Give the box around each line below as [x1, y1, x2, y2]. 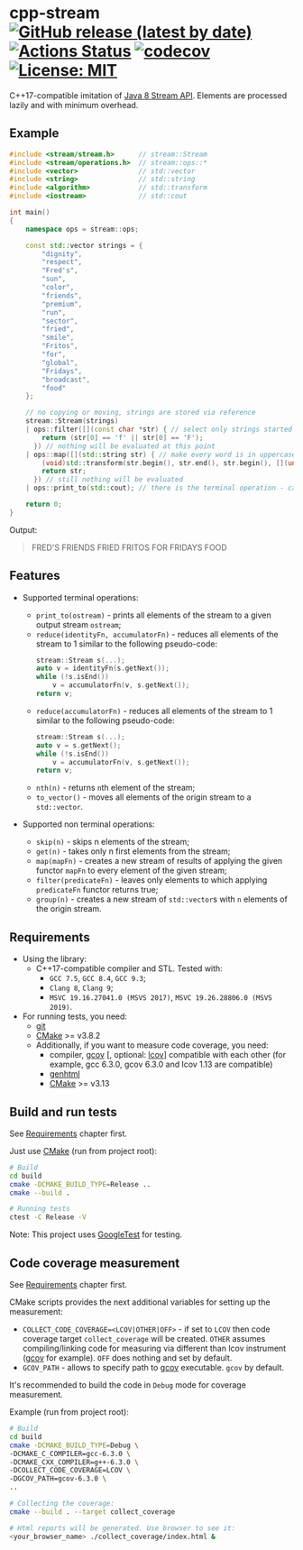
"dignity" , [41, 249, 83, 259]
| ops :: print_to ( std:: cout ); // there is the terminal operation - [25, 483, 284, 493]
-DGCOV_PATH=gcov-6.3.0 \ [9, 1474, 106, 1483]
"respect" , [41, 258, 83, 267]
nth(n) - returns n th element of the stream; [35, 783, 196, 793]
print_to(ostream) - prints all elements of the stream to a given [35, 610, 272, 620]
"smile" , [41, 333, 75, 343]
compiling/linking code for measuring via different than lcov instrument [22, 1343, 287, 1353]
